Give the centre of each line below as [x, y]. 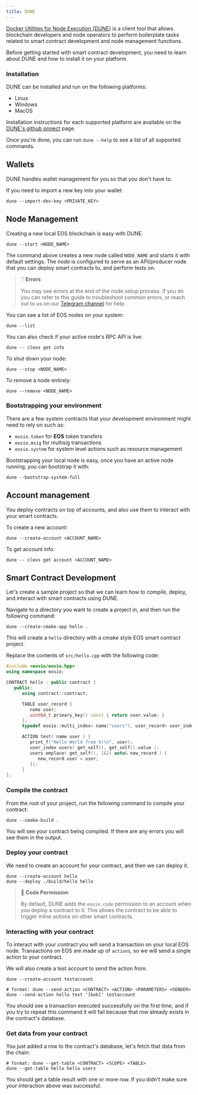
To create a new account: [37, 527]
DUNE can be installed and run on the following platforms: [77, 87]
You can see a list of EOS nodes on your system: [65, 315]
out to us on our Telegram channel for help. [73, 303]
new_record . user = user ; [68, 759]
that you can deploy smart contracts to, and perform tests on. [81, 268]
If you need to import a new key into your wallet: [65, 190]
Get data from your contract [47, 1034]
